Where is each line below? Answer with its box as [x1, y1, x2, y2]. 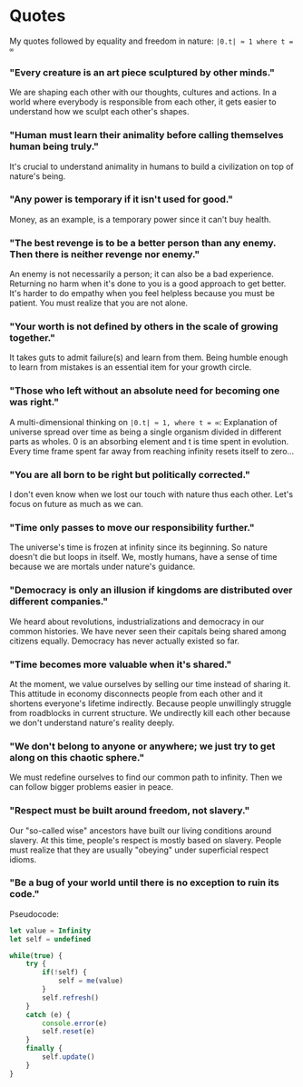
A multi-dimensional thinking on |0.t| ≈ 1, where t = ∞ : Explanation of [9, 416, 279, 427]
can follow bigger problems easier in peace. [9, 782, 174, 793]
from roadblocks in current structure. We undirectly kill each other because [9, 707, 291, 718]
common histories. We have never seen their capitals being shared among [9, 625, 287, 636]
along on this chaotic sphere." [9, 751, 145, 763]
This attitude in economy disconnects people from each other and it [9, 688, 263, 699]
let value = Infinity [9, 926, 92, 935]
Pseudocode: [9, 908, 59, 919]
